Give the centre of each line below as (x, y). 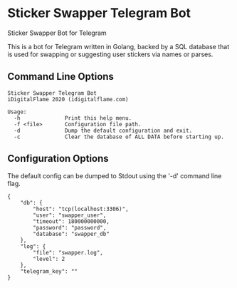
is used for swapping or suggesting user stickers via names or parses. (110, 54)
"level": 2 (49, 259)
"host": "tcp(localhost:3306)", (81, 209)
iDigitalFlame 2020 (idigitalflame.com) (68, 99)
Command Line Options (60, 77)
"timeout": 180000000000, (72, 221)
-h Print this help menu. (73, 118)
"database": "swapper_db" (72, 234)
